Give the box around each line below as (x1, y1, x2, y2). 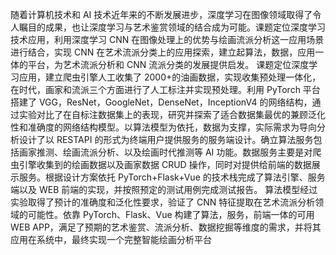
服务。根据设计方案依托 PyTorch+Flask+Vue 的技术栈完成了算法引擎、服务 (18, 171, 326, 183)
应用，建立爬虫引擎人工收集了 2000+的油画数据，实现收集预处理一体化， (18, 71, 322, 83)
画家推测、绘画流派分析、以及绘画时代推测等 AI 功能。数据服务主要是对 (18, 146, 313, 158)
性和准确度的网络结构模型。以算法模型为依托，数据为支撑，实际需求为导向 (10, 121, 317, 133)
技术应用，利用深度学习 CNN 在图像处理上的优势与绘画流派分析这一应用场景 (10, 34, 325, 45)
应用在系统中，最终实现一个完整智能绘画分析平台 (10, 234, 212, 245)
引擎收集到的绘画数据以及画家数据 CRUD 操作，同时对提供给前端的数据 (18, 159, 312, 170)
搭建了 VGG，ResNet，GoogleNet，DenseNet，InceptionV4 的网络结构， (10, 96, 313, 108)
